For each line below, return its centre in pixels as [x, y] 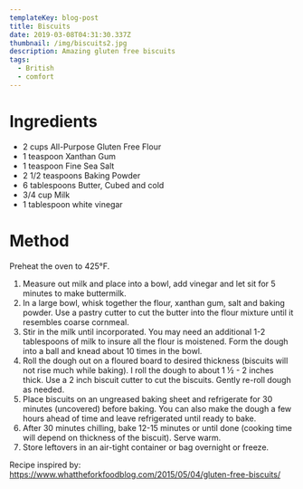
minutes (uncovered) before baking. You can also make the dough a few [157, 408]
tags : [19, 60]
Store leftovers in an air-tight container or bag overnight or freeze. [146, 447]
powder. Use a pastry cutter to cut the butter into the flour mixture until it [158, 312]
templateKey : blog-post [54, 18]
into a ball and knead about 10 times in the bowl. [112, 350]
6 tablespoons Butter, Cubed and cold [93, 185]
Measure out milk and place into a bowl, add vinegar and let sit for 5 [149, 283]
